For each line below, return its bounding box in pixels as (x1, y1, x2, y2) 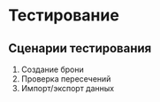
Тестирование (8, 5, 120, 26)
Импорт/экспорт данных (20, 83, 115, 93)
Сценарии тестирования (8, 41, 152, 56)
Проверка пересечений (20, 74, 111, 84)
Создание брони (20, 64, 85, 75)
